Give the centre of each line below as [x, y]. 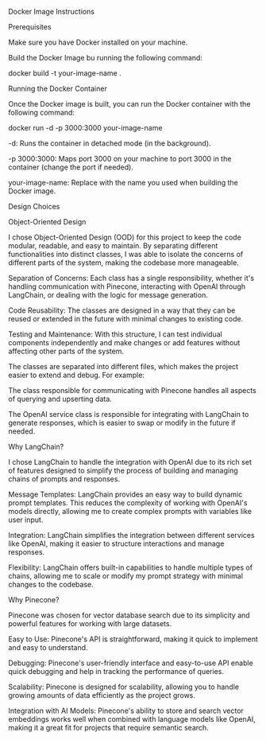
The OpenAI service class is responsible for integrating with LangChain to [129, 414]
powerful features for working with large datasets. [90, 623]
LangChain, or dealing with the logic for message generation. [108, 295]
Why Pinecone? [34, 600]
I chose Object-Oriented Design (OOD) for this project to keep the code [125, 237]
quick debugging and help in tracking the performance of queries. [116, 671]
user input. [26, 520]
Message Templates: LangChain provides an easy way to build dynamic [125, 494]
